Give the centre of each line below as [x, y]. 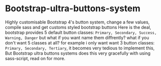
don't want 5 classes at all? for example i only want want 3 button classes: [80, 43]
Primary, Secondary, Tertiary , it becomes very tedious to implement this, [80, 48]
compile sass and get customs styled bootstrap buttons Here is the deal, [78, 27]
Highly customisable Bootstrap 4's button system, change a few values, [77, 22]
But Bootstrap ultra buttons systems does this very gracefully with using [78, 53]
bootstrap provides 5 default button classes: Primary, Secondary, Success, [81, 32]
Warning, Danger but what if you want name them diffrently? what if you [77, 38]
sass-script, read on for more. [35, 58]
